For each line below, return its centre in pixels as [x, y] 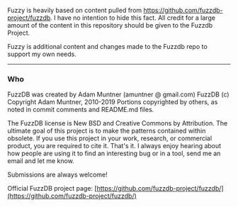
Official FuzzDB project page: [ [52, 189]
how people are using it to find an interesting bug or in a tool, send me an [114, 153]
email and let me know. [41, 161]
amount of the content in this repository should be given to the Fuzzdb [110, 25]
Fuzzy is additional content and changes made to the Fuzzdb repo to [107, 46]
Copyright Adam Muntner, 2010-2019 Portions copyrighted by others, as [113, 102]
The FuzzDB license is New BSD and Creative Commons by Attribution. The [118, 123]
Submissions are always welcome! [57, 175]
